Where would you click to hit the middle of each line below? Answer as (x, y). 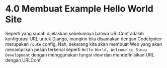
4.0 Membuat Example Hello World (79, 9)
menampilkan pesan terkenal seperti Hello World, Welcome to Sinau (76, 49)
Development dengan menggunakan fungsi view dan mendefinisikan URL (80, 55)
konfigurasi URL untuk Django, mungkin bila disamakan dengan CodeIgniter (84, 39)
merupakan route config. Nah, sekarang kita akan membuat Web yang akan (84, 44)
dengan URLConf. (23, 60)
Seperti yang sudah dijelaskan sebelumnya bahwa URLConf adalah (75, 33)
